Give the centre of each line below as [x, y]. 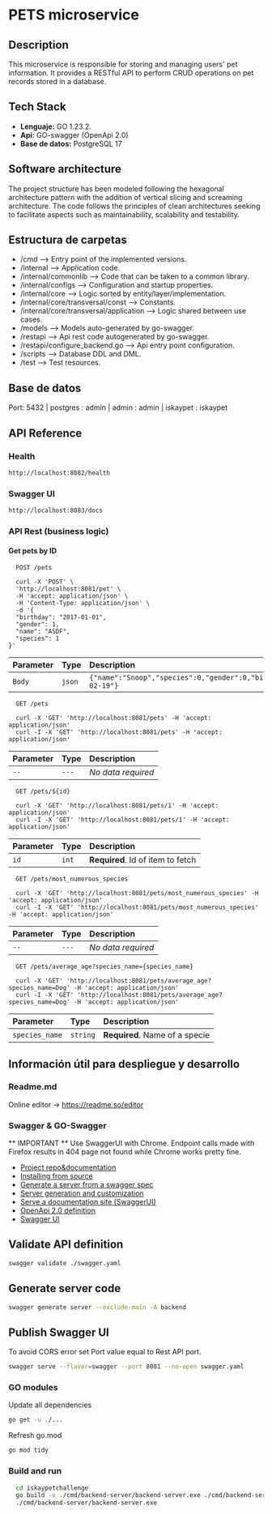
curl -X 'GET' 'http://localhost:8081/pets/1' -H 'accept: [117, 806]
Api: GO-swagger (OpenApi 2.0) [74, 134]
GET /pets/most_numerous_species [72, 879]
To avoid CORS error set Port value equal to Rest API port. [105, 1352]
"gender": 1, [38, 625]
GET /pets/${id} [43, 791]
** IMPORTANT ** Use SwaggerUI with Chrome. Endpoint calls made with [132, 1143]
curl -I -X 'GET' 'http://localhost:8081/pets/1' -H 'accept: [123, 820]
